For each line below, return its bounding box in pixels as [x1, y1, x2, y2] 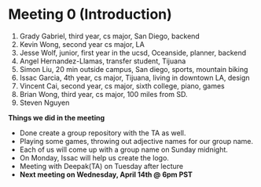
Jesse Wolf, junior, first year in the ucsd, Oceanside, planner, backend [19, 48, 247, 57]
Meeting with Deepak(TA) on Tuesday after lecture [19, 161, 183, 171]
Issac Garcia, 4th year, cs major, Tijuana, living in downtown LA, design [19, 73, 250, 82]
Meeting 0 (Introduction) [8, 5, 173, 23]
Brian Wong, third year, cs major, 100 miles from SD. [19, 89, 188, 99]
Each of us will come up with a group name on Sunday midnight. [19, 145, 228, 154]
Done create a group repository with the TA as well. [19, 128, 186, 138]
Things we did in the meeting [8, 113, 105, 122]
